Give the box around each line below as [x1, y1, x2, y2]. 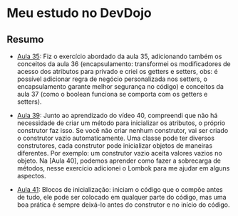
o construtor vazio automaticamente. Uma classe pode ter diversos [16, 134, 215, 142]
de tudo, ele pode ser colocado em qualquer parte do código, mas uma [16, 193, 227, 201]
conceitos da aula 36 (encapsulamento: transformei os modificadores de [16, 60, 231, 68]
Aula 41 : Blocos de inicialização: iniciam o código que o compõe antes [16, 185, 223, 193]
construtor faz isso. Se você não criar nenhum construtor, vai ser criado [16, 126, 229, 134]
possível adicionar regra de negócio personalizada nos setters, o [16, 75, 208, 83]
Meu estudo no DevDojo [6, 5, 152, 21]
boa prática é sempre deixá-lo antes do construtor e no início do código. [16, 200, 230, 209]
